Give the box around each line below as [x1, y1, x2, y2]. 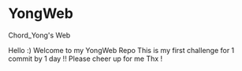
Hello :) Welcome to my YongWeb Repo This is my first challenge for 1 [8, 45, 235, 55]
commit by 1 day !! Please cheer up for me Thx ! [8, 54, 163, 63]
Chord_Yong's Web [8, 30, 71, 40]
